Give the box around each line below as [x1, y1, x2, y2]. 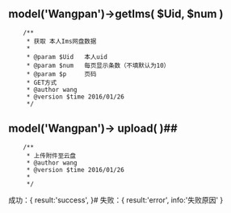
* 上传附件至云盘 [26, 152, 77, 160]
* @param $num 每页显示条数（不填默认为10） [26, 61, 170, 69]
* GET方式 [26, 78, 57, 86]
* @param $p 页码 [26, 69, 97, 78]
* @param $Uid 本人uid [26, 52, 107, 61]
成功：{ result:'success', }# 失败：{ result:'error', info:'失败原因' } [8, 194, 224, 205]
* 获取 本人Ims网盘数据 [26, 37, 97, 45]
